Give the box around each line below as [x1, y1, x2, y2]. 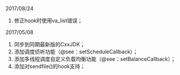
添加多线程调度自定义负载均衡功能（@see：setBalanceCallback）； [13, 56, 176, 62]
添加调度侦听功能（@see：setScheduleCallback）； [13, 48, 138, 55]
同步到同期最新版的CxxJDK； [13, 41, 86, 47]
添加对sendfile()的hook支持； [13, 63, 86, 70]
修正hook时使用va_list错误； [13, 17, 83, 24]
